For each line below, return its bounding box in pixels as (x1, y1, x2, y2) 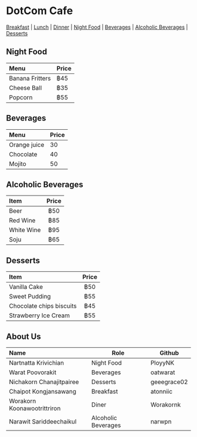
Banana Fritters (9, 74, 51, 82)
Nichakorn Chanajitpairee (9, 378, 79, 386)
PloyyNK (150, 359, 175, 367)
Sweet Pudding (9, 293, 51, 301)
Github (159, 349, 179, 357)
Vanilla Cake (9, 283, 43, 291)
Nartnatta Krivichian (9, 359, 64, 367)
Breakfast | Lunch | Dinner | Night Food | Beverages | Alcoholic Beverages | (6, 23, 188, 31)
